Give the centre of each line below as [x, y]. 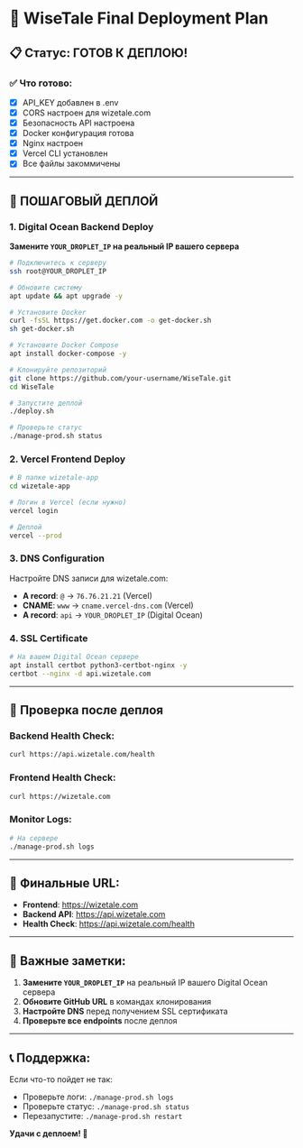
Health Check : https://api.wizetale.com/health [109, 924]
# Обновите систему [46, 288]
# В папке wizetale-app [54, 478]
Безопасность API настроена [78, 123]
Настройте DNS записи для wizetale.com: [89, 578]
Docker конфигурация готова [78, 133]
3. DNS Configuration [57, 558]
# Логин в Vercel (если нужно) [68, 503]
